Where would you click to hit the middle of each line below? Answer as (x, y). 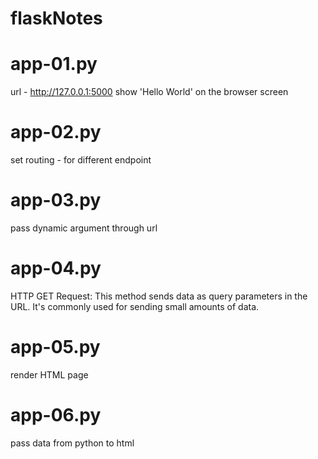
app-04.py (56, 268)
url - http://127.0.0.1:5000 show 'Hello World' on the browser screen (149, 92)
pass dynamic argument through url (84, 228)
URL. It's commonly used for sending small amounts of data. (135, 306)
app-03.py (56, 200)
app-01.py (54, 64)
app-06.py (56, 415)
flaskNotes (56, 18)
